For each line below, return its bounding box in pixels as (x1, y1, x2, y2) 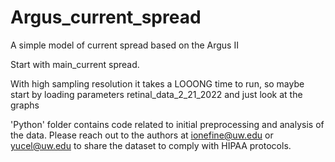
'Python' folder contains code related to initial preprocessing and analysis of (10, 118, 325, 130)
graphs (10, 99, 40, 111)
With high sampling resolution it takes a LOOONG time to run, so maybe (10, 77, 305, 90)
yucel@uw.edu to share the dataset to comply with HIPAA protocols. (10, 139, 292, 151)
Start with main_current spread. (10, 58, 140, 70)
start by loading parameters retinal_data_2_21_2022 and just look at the (10, 88, 303, 100)
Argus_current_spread (10, 6, 202, 29)
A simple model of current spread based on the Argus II (10, 39, 239, 51)
